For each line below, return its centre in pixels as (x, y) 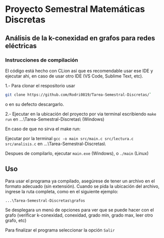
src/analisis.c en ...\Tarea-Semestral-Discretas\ (55, 144)
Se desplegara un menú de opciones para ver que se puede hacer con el (80, 210)
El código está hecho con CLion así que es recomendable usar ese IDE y (79, 71)
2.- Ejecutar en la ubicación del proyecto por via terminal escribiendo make (81, 114)
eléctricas (21, 46)
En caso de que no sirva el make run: (43, 129)
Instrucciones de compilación (42, 60)
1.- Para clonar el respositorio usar (40, 85)
